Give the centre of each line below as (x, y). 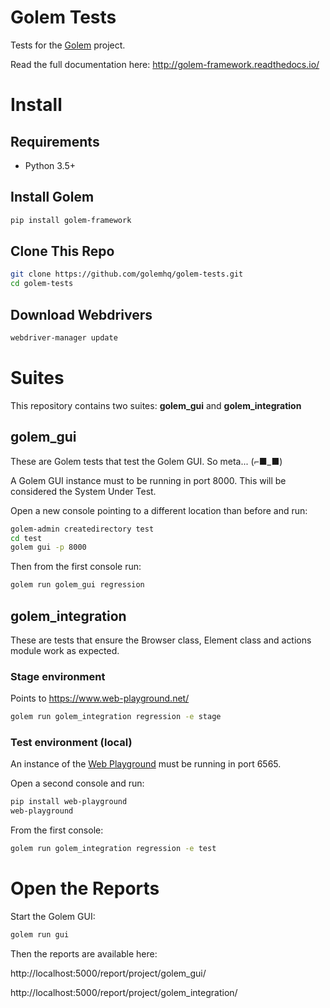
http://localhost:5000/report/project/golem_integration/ (124, 992)
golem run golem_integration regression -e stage (116, 717)
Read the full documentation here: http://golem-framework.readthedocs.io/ (165, 64)
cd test (26, 538)
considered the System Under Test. (83, 491)
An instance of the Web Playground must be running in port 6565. (146, 764)
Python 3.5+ (50, 165)
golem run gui (40, 934)
